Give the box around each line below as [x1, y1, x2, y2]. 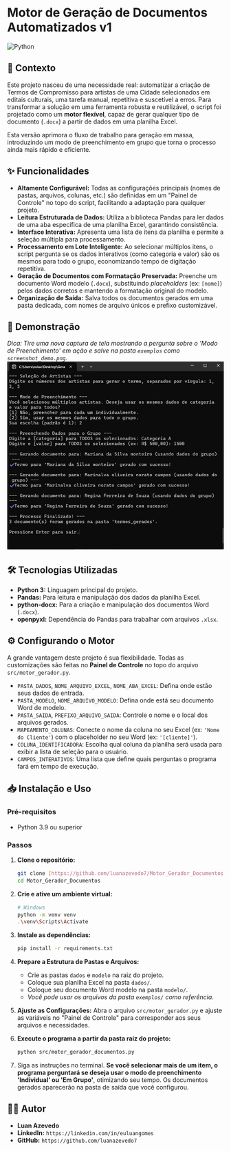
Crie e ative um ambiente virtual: [16, 889, 113, 898]
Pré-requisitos [7, 807, 56, 817]
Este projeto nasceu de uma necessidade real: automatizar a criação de [7, 81, 210, 89]
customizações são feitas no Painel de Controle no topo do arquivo [7, 660, 199, 669]
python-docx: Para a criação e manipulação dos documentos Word [16, 600, 210, 609]
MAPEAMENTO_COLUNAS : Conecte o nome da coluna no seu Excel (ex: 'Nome [16, 725, 220, 734]
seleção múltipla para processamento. [16, 235, 126, 243]
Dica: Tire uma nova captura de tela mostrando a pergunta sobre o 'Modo [7, 340, 218, 348]
